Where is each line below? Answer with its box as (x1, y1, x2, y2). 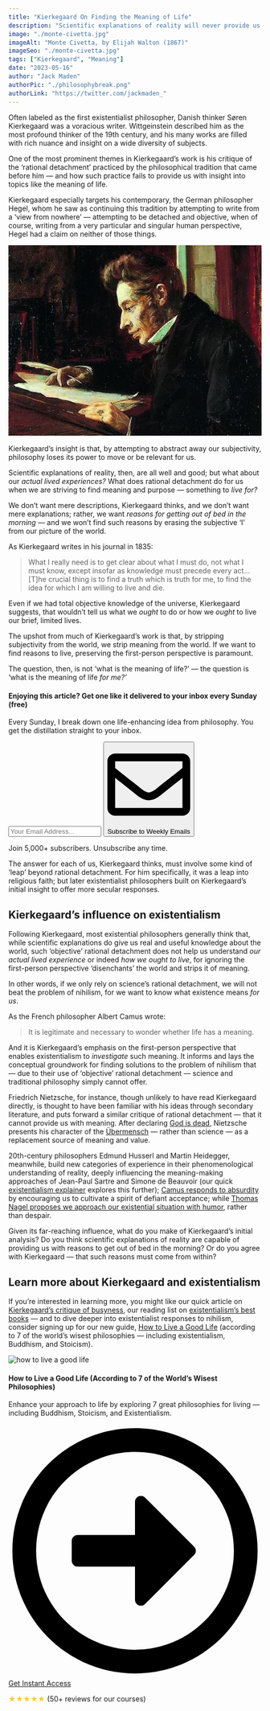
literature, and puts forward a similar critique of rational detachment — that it (8, 1110, 262, 1119)
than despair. (8, 1211, 52, 1221)
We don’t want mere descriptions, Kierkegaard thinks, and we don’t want (8, 501, 249, 511)
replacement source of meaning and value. (8, 1135, 151, 1145)
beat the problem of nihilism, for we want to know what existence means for (8, 987, 260, 997)
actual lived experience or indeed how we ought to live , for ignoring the (8, 955, 245, 965)
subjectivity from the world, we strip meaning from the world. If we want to (8, 640, 256, 650)
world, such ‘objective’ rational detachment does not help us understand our (8, 946, 261, 956)
